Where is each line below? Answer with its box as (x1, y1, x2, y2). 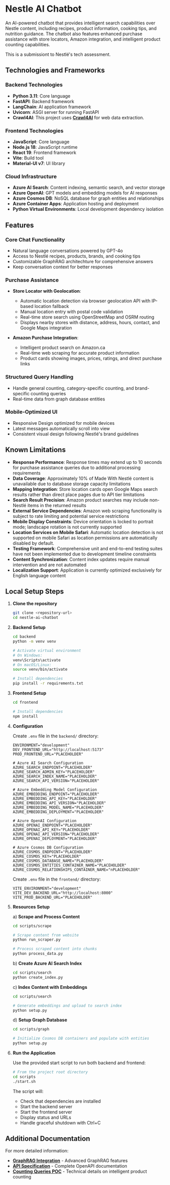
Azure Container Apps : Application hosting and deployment (12, 201, 139, 207)
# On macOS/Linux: (12, 662, 52, 667)
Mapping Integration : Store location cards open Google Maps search (12, 486, 158, 492)
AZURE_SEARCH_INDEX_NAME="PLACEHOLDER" (12, 773, 97, 779)
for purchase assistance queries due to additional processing (12, 464, 141, 471)
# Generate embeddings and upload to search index (12, 1003, 122, 1008)
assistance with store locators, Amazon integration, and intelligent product (5, 36, 161, 42)
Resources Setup (12, 903, 50, 910)
